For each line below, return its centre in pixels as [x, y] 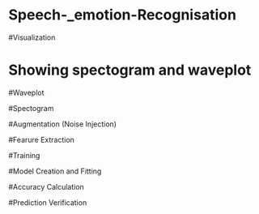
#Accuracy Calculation [47, 186]
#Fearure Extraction [42, 139]
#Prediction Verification [48, 202]
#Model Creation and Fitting [55, 171]
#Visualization [32, 37]
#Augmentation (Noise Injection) [63, 124]
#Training [24, 155]
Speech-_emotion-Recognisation [123, 15]
